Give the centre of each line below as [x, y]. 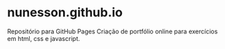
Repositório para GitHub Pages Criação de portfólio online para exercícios [112, 31]
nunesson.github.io [65, 13]
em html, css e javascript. [44, 38]
